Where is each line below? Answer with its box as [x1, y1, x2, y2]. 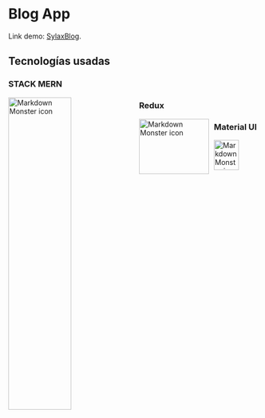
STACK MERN [8, 78, 62, 90]
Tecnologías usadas [8, 54, 110, 68]
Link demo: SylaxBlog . [8, 31, 81, 41]
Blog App [8, 5, 70, 23]
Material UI [214, 122, 257, 133]
